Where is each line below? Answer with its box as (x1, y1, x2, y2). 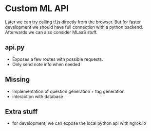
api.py (5, 43, 25, 51)
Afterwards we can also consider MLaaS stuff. (5, 29, 97, 35)
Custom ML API (5, 3, 69, 14)
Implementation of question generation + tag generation (12, 88, 125, 94)
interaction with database (12, 93, 63, 99)
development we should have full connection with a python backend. (5, 24, 144, 30)
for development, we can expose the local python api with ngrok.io (12, 120, 146, 126)
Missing (5, 76, 30, 84)
